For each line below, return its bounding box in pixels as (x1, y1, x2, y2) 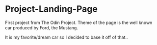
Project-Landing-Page (5, 3, 98, 15)
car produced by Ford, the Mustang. (5, 24, 78, 30)
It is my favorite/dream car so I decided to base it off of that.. (5, 34, 128, 40)
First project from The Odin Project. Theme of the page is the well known (5, 20, 153, 25)
